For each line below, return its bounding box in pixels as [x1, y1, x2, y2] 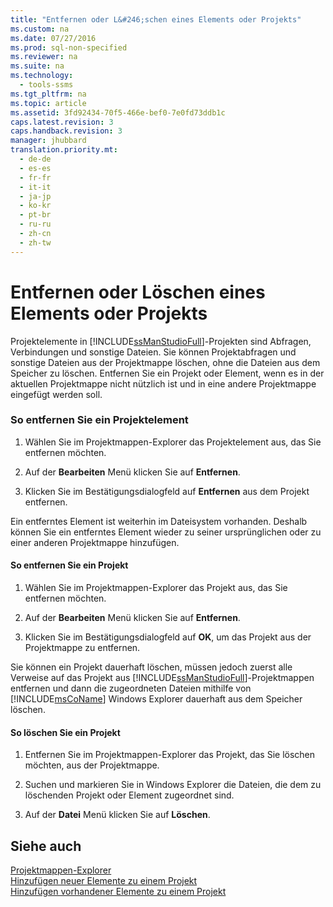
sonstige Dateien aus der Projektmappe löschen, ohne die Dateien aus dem [10, 356, 321, 368]
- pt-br [19, 210, 52, 220]
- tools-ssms [19, 80, 74, 90]
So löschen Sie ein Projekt [10, 726, 121, 738]
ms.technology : [10, 71, 74, 81]
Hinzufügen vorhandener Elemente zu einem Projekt [10, 886, 227, 898]
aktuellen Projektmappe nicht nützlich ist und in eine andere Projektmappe [10, 377, 317, 390]
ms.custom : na [10, 24, 70, 34]
